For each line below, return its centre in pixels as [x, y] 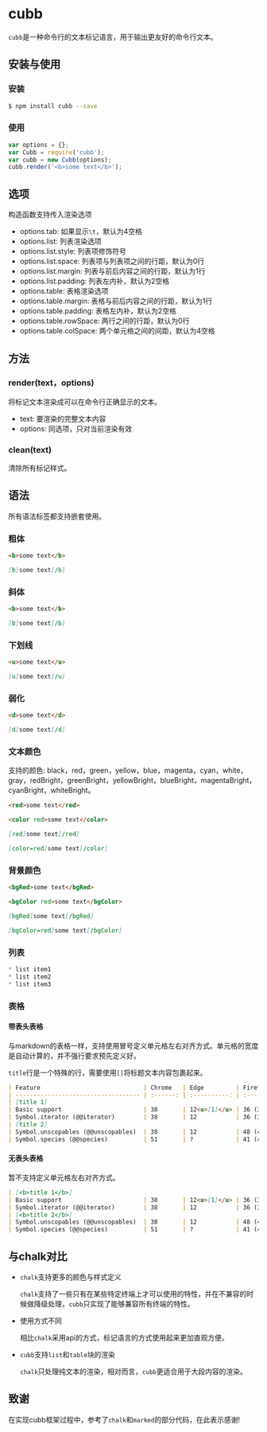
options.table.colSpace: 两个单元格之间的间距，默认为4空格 [118, 331]
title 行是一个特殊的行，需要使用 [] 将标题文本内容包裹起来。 [108, 1072]
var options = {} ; [39, 145]
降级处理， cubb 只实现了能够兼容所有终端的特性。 [114, 1304]
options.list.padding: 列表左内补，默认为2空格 [95, 281]
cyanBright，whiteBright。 [52, 790]
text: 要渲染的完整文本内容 [63, 418]
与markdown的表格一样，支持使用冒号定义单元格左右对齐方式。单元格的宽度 [133, 1045]
